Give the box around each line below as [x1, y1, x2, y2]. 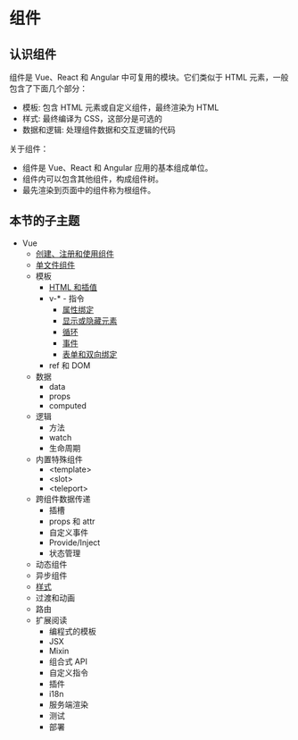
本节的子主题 [9, 214, 80, 229]
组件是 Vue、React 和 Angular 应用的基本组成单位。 [21, 163, 213, 172]
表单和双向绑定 [62, 349, 118, 359]
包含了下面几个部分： [9, 83, 87, 94]
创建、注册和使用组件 [35, 248, 114, 259]
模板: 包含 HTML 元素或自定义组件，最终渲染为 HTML [21, 102, 219, 113]
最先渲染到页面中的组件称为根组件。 [21, 185, 156, 195]
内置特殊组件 [35, 453, 83, 465]
